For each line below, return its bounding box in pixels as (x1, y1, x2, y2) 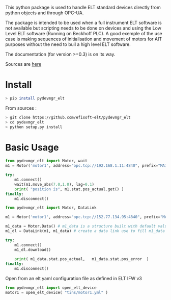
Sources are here (5, 61, 42, 67)
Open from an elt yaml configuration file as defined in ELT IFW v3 (5, 276, 142, 281)
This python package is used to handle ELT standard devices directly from (5, 5, 161, 10)
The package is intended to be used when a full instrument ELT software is (5, 20, 162, 26)
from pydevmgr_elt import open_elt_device (5, 285, 97, 290)
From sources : (5, 105, 37, 111)
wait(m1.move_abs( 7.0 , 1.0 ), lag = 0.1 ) (14, 182, 95, 187)
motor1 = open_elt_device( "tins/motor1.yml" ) (5, 290, 108, 295)
